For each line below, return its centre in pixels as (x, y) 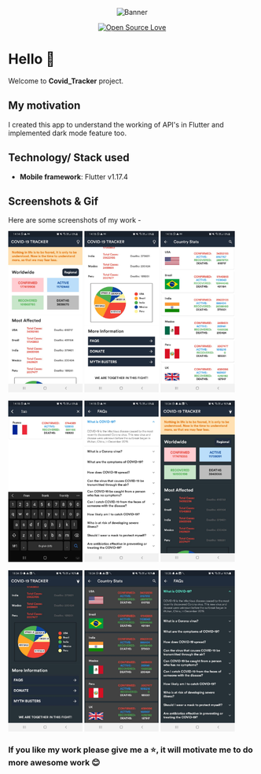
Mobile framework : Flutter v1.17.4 (74, 176)
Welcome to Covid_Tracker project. (66, 81)
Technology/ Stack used (69, 158)
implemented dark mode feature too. (68, 133)
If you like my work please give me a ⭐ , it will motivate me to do (130, 750)
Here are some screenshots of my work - (75, 220)
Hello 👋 (31, 59)
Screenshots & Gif (53, 201)
